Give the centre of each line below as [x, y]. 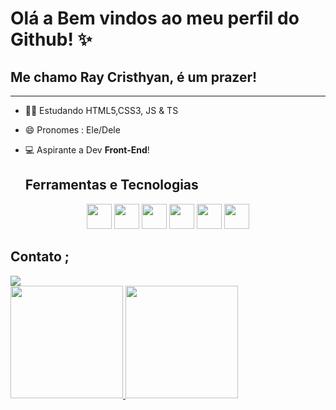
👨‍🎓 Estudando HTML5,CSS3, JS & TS [101, 110]
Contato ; [40, 257]
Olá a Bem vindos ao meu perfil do [155, 18]
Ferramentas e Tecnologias [111, 185]
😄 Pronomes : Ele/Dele [72, 130]
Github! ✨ [51, 39]
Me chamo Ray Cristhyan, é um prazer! [134, 77]
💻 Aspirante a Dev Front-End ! [87, 150]
